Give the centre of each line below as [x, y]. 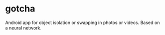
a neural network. [23, 27]
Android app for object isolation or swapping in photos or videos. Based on [82, 22]
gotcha [20, 9]
